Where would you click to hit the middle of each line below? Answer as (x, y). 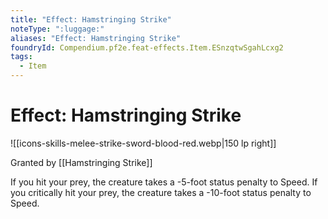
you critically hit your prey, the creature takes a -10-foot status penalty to (161, 192)
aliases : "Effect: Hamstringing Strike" (96, 38)
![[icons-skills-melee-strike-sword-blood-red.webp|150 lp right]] (143, 143)
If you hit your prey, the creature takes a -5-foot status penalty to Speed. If (164, 182)
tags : (21, 57)
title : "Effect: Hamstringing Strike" (91, 19)
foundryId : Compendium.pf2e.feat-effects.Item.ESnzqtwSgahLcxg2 (147, 47)
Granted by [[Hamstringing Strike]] (81, 162)
